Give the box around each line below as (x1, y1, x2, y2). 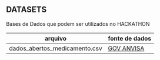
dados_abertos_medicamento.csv (9, 44, 102, 52)
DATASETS (6, 5, 47, 15)
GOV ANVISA (108, 44, 145, 52)
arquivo (44, 34, 66, 42)
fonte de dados (108, 34, 152, 42)
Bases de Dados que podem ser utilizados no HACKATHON (6, 20, 150, 27)
